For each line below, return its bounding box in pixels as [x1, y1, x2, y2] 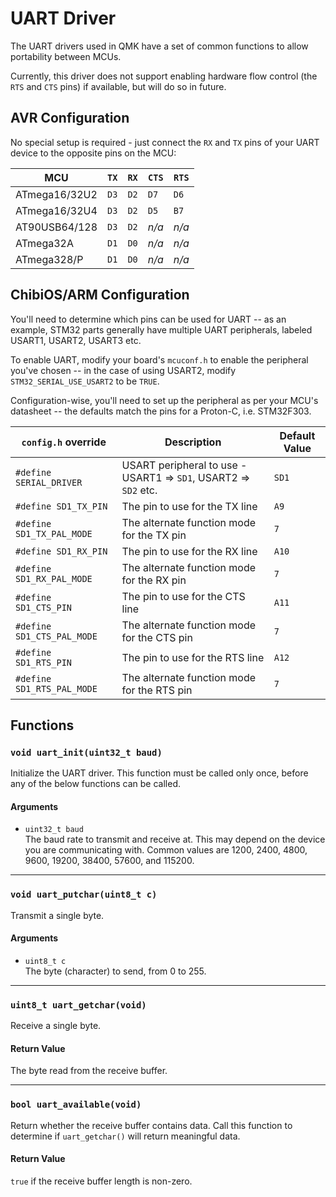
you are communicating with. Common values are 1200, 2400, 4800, [24, 844, 308, 856]
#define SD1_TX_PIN [15, 500, 108, 512]
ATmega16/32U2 [15, 187, 98, 201]
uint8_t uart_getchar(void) [10, 999, 147, 1011]
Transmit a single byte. [10, 909, 105, 921]
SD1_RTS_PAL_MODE [15, 683, 98, 694]
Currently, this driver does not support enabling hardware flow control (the [10, 70, 318, 82]
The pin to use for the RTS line [121, 650, 265, 664]
